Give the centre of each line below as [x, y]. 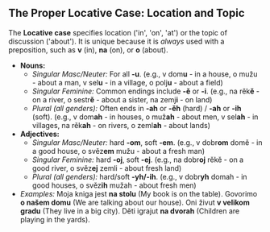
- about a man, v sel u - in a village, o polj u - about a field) [127, 82]
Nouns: [33, 65]
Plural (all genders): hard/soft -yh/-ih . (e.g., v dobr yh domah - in [139, 176]
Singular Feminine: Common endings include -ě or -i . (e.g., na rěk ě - [146, 91]
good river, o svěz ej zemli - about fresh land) [107, 168]
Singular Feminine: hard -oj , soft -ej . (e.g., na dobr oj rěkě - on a [138, 159]
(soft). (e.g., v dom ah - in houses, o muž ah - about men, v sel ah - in [145, 117]
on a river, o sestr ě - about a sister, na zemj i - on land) [122, 99]
